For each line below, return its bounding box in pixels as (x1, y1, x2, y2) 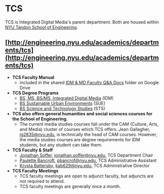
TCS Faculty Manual (12, 74, 55, 80)
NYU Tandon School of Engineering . (5, 24, 78, 30)
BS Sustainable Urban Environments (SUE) (19, 100, 106, 106)
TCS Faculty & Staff (12, 147, 53, 153)
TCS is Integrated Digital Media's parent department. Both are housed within (5, 19, 159, 25)
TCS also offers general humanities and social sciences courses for (12, 110, 153, 116)
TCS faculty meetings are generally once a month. (19, 183, 121, 189)
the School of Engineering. (12, 116, 68, 122)
